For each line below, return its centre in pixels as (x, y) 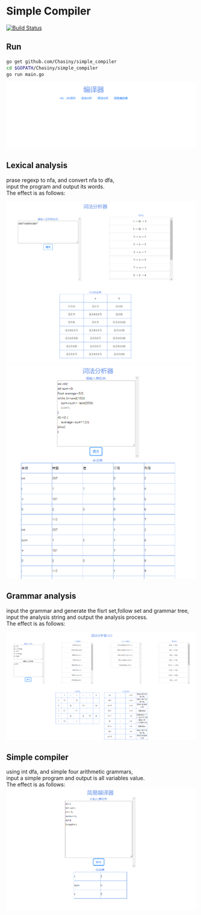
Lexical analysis (37, 165)
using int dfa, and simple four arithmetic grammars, (70, 772)
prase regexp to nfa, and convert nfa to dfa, (60, 180)
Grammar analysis (41, 596)
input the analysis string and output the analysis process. (77, 617)
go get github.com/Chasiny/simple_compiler (62, 62)
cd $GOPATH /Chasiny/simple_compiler (52, 68)
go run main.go (25, 74)
